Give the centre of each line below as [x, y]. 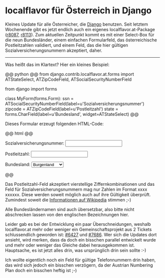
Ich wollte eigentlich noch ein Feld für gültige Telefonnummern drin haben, [81, 260]
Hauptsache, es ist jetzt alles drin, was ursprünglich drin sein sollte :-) [76, 250]
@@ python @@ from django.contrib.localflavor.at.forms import [69, 74]
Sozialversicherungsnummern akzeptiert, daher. [54, 50]
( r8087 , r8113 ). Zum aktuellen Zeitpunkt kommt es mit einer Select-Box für [80, 35]
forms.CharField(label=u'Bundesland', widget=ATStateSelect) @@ [72, 114]
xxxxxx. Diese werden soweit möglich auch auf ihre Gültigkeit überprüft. [78, 194]
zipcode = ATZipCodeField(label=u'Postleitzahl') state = [62, 109]
